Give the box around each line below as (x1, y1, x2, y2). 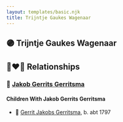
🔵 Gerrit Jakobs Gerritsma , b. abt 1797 (15, 109, 111, 116)
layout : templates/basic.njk (6, 9, 80, 15)
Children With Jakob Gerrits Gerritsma (6, 95, 105, 102)
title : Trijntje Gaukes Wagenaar (6, 15, 91, 21)
